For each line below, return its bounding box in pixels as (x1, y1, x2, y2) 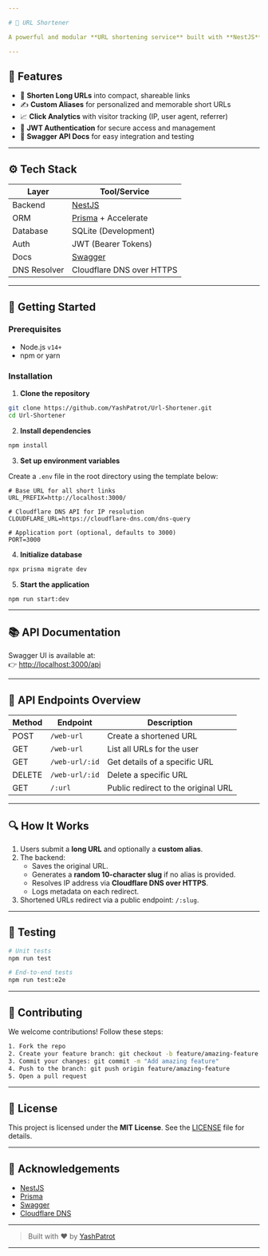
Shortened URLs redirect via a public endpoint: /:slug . (19, 895, 199, 905)
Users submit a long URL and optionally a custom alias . (19, 844, 203, 854)
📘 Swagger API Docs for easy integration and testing (19, 132, 195, 141)
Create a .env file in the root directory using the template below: (8, 471, 219, 481)
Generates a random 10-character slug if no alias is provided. (31, 870, 236, 879)
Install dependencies (19, 426, 92, 435)
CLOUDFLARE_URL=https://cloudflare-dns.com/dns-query (8, 514, 191, 523)
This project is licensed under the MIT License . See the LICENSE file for (8, 1123, 245, 1132)
